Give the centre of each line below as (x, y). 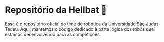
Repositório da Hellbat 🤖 (56, 10)
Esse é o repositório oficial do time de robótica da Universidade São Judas (82, 24)
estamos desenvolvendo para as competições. (53, 34)
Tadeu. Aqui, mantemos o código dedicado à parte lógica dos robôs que (80, 29)
